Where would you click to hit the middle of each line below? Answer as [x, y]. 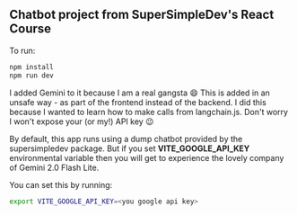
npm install [31, 67]
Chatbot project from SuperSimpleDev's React [142, 15]
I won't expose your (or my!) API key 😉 [82, 121]
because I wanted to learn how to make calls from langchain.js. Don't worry [149, 112]
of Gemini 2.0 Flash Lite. [54, 167]
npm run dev [31, 76]
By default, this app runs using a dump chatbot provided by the [126, 139]
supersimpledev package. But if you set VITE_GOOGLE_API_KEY [130, 148]
